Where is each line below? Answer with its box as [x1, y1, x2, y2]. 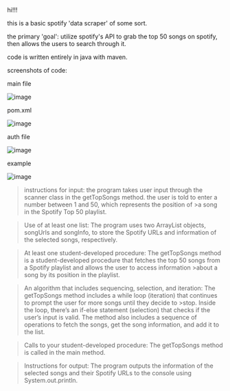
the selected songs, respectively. [23, 236, 118, 244]
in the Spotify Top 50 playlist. [23, 208, 107, 215]
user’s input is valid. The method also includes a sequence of [23, 313, 198, 321]
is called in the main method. [23, 348, 106, 356]
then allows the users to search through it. [7, 40, 127, 47]
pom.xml [7, 106, 32, 114]
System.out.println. [23, 377, 78, 384]
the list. [23, 328, 45, 335]
